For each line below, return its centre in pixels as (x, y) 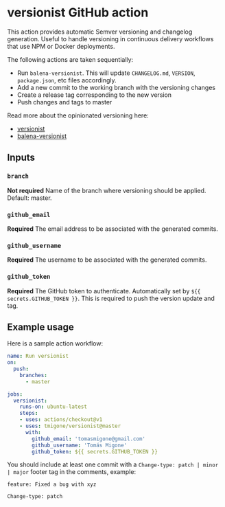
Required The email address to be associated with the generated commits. (113, 229)
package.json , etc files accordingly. (67, 80)
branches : (34, 375)
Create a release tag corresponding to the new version (94, 95)
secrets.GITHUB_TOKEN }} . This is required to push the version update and (111, 298)
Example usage (40, 327)
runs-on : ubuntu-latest (54, 407)
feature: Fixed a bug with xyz (52, 485)
